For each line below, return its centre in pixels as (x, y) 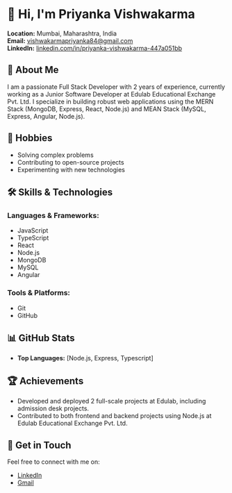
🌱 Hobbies (30, 138)
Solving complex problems (55, 155)
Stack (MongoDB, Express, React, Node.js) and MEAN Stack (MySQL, (107, 109)
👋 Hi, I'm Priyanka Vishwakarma (101, 14)
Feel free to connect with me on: (53, 462)
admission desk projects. (53, 408)
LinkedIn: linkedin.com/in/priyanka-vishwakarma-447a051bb (95, 48)
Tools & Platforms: (39, 293)
